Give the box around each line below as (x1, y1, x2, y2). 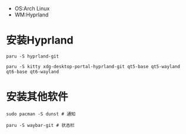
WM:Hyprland (14, 11, 49, 18)
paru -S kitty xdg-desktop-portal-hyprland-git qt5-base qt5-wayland (6, 63, 181, 69)
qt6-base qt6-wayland (6, 69, 59, 75)
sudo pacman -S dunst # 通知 (6, 111, 76, 117)
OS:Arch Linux (14, 5, 50, 12)
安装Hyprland (6, 33, 74, 47)
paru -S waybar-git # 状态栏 (6, 122, 75, 128)
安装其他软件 (6, 91, 69, 103)
